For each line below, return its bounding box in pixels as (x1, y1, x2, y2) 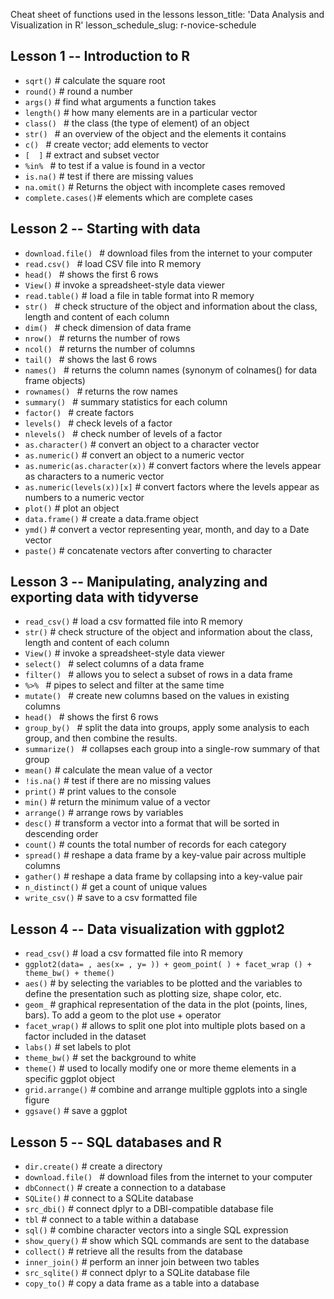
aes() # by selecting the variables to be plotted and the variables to (24, 977, 303, 989)
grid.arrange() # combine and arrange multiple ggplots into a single (24, 1084, 308, 1096)
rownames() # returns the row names (24, 385, 178, 397)
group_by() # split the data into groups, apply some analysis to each (24, 722, 310, 734)
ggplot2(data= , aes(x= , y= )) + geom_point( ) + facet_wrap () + (24, 960, 312, 970)
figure (24, 1094, 50, 1106)
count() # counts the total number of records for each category (24, 839, 287, 851)
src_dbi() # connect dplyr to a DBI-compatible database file (24, 1203, 274, 1215)
